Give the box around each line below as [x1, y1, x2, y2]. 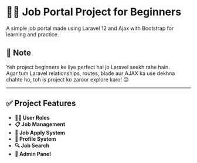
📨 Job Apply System [14, 129, 66, 136]
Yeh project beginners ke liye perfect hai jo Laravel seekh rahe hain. [6, 63, 170, 70]
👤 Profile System [14, 135, 56, 142]
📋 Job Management [14, 120, 66, 128]
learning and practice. [6, 30, 60, 38]
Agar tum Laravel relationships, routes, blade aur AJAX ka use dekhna [6, 70, 175, 77]
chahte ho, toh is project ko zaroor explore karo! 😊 [6, 76, 129, 83]
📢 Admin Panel [14, 150, 51, 157]
